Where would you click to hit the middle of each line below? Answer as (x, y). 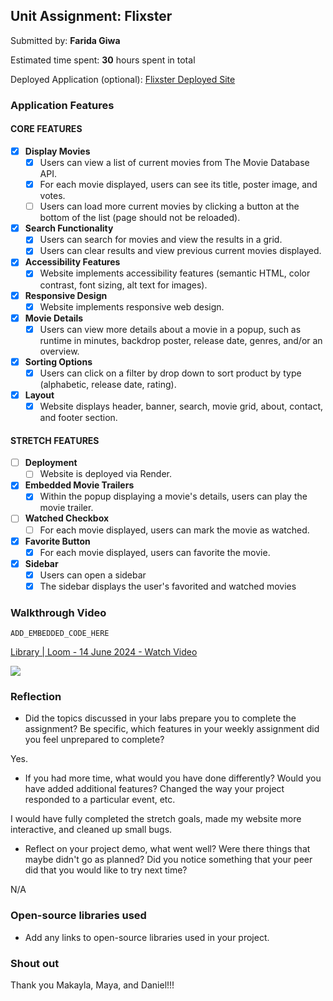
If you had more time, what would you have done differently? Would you (173, 778)
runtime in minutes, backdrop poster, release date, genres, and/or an (181, 340)
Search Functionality (69, 228)
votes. (52, 196)
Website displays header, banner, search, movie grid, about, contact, (181, 406)
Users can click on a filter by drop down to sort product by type (170, 373)
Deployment (51, 463)
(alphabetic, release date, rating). (108, 384)
